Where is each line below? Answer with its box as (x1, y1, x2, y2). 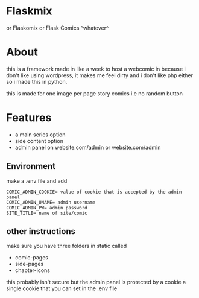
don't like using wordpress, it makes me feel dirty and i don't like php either (6, 71, 193, 79)
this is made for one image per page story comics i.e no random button (6, 89, 183, 97)
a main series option (14, 131, 66, 138)
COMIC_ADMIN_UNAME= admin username (6, 199, 96, 206)
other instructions (6, 226, 76, 236)
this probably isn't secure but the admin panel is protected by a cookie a (6, 279, 186, 286)
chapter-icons (14, 267, 50, 274)
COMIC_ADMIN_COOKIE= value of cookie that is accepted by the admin (6, 189, 182, 195)
